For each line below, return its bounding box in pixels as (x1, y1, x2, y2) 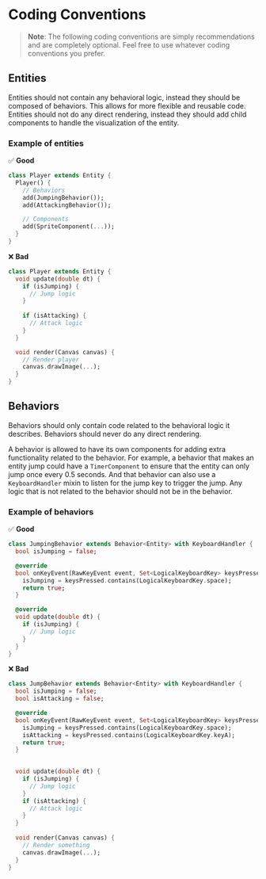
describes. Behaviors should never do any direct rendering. (8, 429, 202, 438)
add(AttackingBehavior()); (22, 201, 112, 209)
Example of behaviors (8, 506, 94, 517)
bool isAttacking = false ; (15, 695, 104, 703)
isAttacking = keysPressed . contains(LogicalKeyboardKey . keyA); (22, 731, 236, 739)
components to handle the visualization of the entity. (8, 117, 180, 128)
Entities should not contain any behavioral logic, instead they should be (8, 93, 241, 102)
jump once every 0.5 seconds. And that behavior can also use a (8, 469, 216, 479)
